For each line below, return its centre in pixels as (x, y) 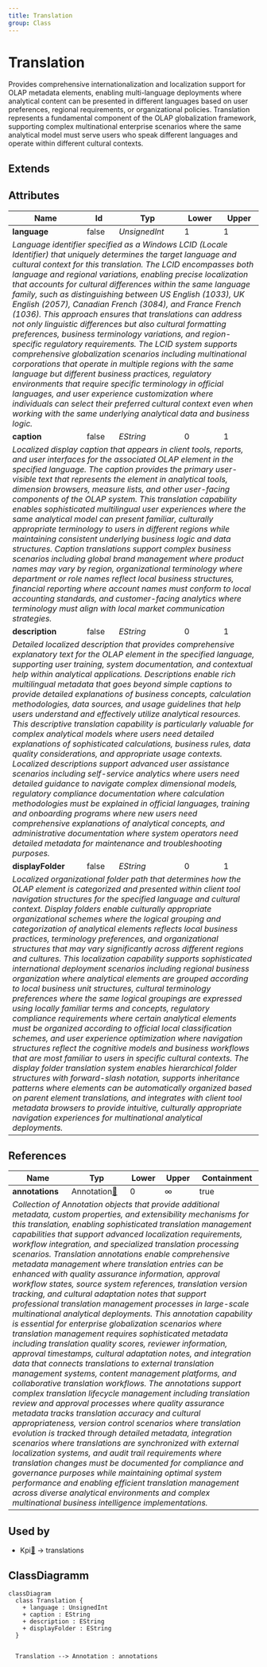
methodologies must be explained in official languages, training (131, 803)
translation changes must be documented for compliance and (128, 1463)
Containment (227, 1178)
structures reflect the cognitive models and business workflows (131, 1048)
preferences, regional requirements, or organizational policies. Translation (129, 110)
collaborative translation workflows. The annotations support (127, 1384)
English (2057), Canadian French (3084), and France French (127, 304)
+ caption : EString (56, 1615)
